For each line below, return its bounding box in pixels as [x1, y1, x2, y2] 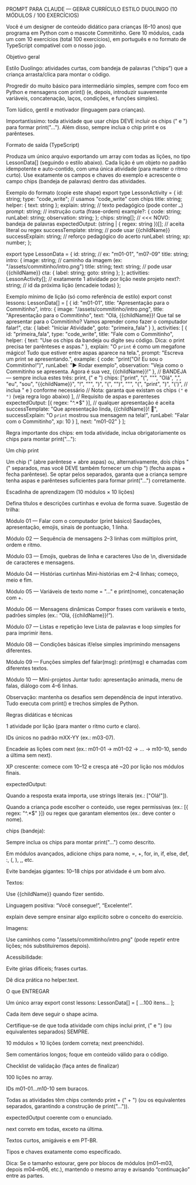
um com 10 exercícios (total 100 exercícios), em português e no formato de [6, 36, 187, 42]
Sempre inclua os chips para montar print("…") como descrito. [6, 839, 156, 845]
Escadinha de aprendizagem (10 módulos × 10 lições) [6, 488, 135, 495]
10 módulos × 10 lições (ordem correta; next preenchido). [6, 1040, 145, 1046]
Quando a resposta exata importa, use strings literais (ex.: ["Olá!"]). [6, 792, 169, 799]
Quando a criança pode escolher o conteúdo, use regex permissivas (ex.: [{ [6, 804, 188, 810]
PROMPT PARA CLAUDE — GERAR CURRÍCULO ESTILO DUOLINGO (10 [6, 6, 177, 12]
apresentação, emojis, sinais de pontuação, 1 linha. [6, 523, 129, 531]
